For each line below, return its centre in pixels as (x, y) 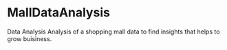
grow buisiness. (30, 38)
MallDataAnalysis (58, 13)
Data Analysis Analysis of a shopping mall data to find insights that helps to (113, 32)
